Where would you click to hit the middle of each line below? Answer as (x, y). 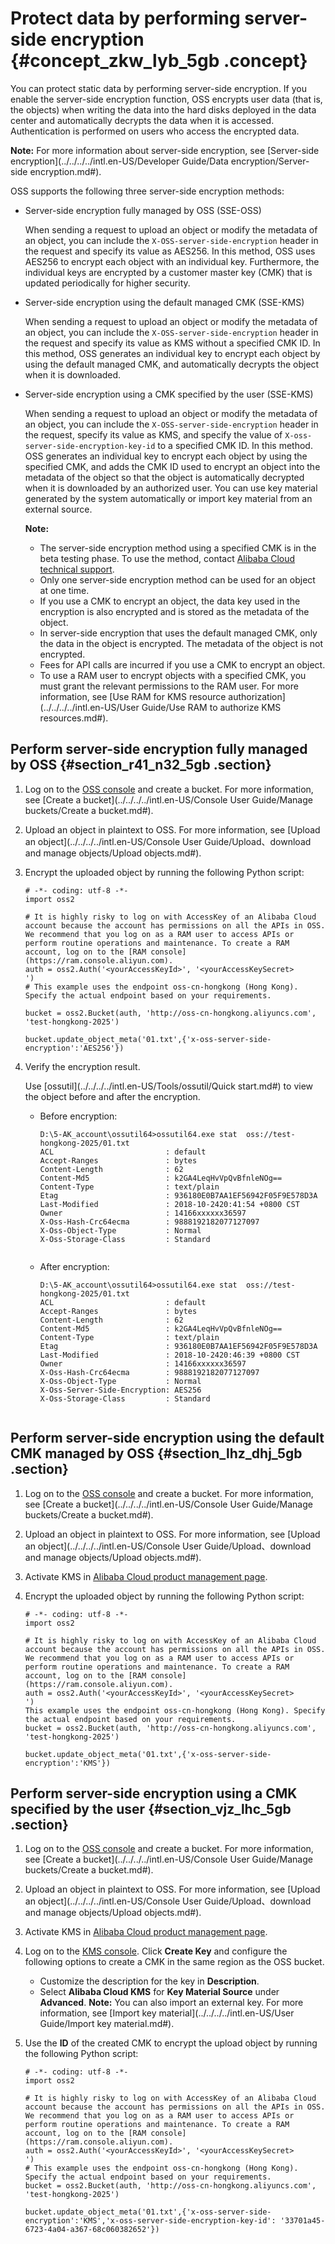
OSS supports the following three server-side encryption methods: (147, 191)
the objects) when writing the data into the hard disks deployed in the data (163, 109)
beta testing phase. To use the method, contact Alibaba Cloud (167, 558)
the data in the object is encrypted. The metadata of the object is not (181, 643)
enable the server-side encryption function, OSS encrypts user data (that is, (166, 99)
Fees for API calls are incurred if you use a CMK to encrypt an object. (182, 664)
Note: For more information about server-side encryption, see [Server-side (165, 150)
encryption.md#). (65, 171)
